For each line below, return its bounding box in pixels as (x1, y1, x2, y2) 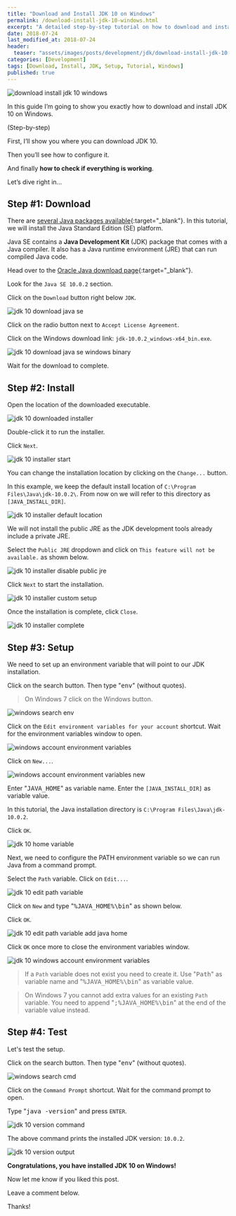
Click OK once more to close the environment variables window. (7, 943, 190, 951)
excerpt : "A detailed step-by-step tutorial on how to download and (7, 23, 212, 30)
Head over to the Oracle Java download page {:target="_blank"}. (7, 266, 193, 275)
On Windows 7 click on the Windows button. (24, 694, 153, 703)
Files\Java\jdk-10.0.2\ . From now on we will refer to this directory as (7, 490, 211, 498)
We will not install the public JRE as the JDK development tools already (7, 524, 213, 533)
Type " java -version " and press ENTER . (7, 1106, 128, 1115)
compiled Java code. (7, 252, 68, 261)
